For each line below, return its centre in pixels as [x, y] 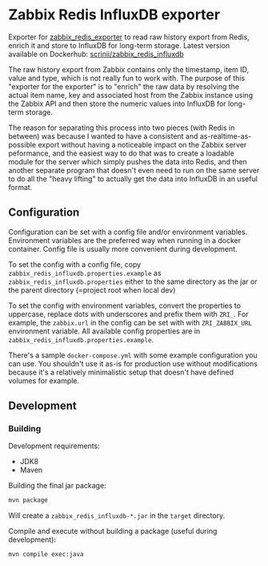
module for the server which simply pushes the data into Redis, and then [128, 161]
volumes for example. [44, 380]
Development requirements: [54, 446]
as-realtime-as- [226, 136]
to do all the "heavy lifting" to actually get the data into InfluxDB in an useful [133, 179]
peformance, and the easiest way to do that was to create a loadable [121, 153]
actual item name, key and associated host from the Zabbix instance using [131, 95]
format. [20, 187]
